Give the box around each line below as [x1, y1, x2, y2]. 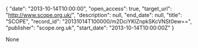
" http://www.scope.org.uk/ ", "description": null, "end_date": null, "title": [5, 11, 182, 19]
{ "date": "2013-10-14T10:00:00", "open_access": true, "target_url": [5, 5, 172, 12]
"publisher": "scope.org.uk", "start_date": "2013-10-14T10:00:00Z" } [5, 24, 175, 31]
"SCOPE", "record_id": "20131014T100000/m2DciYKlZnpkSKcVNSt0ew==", [5, 18, 192, 25]
